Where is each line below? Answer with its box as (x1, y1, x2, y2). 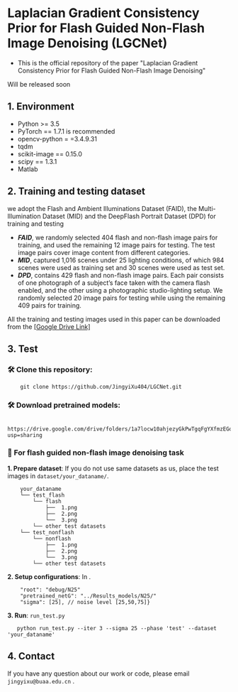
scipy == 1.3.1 (17, 157, 57, 166)
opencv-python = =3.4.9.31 (17, 134, 98, 143)
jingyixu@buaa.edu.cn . (7, 676, 75, 685)
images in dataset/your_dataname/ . (7, 471, 109, 480)
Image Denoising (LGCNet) (7, 36, 168, 51)
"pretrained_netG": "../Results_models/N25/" (20, 592, 157, 600)
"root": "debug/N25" (20, 586, 81, 593)
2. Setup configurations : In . (7, 572, 91, 580)
